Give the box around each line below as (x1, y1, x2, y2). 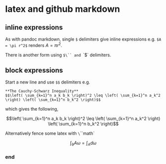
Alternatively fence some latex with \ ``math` (5, 130, 95, 136)
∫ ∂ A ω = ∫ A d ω (70, 140, 97, 147)
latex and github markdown (5, 3, 120, 15)
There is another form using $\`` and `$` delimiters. (5, 52, 111, 58)
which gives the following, (5, 106, 58, 112)
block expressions (5, 66, 63, 75)
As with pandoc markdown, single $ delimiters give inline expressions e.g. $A (5, 36, 162, 42)
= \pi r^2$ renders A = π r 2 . (5, 41, 62, 48)
